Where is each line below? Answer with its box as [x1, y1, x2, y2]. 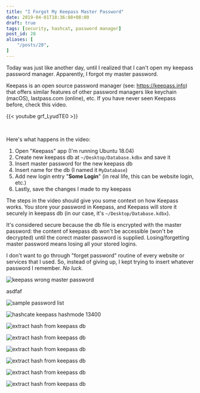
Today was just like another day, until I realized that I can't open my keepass [6, 64, 193, 71]
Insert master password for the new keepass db [14, 159, 133, 167]
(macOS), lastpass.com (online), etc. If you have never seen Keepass [6, 94, 176, 102]
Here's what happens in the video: [6, 136, 91, 143]
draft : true [6, 20, 36, 26]
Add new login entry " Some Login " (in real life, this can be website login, [14, 173, 194, 180]
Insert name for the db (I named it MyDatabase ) [14, 166, 128, 173]
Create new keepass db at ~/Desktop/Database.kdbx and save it [14, 153, 171, 161]
